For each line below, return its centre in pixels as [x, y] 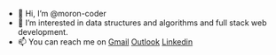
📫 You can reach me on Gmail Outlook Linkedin [105, 42]
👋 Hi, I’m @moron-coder [62, 14]
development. [43, 32]
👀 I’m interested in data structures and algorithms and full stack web [142, 23]
